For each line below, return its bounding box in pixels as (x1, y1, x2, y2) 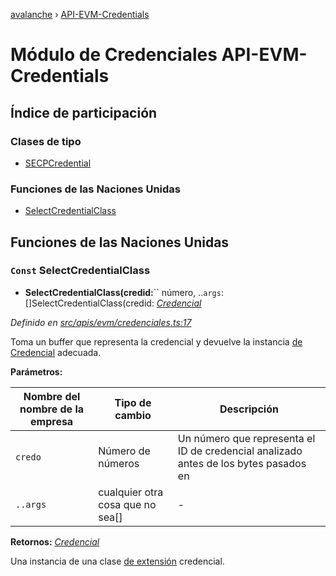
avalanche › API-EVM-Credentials (10, 9, 150, 20)
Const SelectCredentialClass (10, 264, 151, 278)
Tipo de (114, 395, 152, 409)
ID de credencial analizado (177, 444, 303, 458)
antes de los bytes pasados (177, 456, 307, 470)
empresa (30, 414, 74, 428)
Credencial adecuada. (10, 346, 102, 358)
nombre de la (19, 402, 85, 416)
